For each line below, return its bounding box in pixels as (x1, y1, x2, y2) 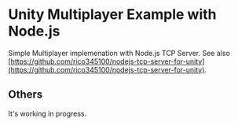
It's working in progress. (8, 109, 87, 118)
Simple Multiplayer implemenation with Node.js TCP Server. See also (8, 48, 230, 57)
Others (8, 88, 43, 102)
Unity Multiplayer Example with (8, 6, 218, 24)
